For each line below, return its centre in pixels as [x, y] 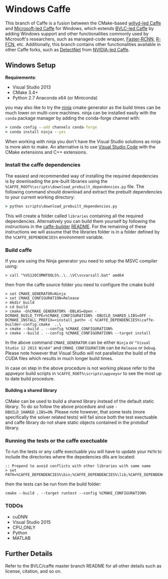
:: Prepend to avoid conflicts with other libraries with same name [78, 466]
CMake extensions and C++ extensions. [46, 152]
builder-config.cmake [28, 324]
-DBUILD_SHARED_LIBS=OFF [120, 315]
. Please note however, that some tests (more [99, 412]
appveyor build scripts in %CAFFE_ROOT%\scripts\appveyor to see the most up [83, 373]
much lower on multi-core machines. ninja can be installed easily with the [81, 112]
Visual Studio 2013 [31, 87]
